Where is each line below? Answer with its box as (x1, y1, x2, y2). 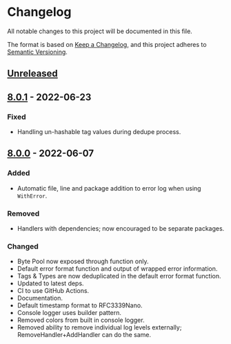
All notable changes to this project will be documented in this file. (7, 27, 193, 35)
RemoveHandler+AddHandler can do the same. (17, 331, 152, 339)
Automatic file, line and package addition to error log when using (17, 184, 201, 192)
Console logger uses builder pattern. (17, 309, 122, 317)
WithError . (17, 191, 48, 200)
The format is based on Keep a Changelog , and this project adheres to (7, 40, 207, 48)
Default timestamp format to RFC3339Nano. (17, 301, 143, 309)
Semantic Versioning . (7, 48, 68, 56)
